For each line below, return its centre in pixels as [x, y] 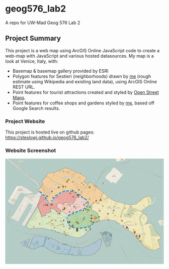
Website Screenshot [31, 150]
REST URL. [24, 87]
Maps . [19, 97]
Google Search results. [36, 108]
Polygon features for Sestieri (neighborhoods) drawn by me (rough [82, 76]
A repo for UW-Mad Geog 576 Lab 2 [43, 23]
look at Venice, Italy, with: [32, 61]
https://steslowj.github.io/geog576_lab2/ [47, 138]
